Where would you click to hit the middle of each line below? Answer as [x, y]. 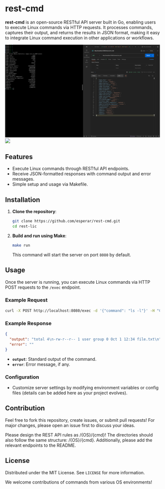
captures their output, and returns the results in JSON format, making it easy [82, 32]
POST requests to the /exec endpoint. [43, 287]
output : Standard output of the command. [54, 359]
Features [19, 157]
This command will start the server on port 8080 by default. [72, 255]
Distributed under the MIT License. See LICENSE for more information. [75, 472]
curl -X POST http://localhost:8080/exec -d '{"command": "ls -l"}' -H [80, 311]
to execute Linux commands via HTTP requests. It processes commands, [79, 27]
